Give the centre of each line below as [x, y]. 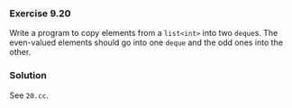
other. [20, 52]
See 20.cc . [29, 95]
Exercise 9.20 [40, 13]
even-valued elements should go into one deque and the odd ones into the [146, 42]
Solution [28, 76]
